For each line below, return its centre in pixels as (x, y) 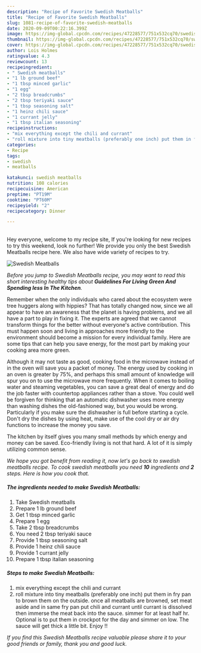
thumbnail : (20, 39)
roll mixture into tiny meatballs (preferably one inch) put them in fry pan (103, 595)
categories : (21, 145)
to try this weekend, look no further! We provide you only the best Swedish (99, 246)
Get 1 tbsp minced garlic (45, 515)
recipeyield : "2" (28, 205)
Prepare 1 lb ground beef (46, 509)
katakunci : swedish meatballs (44, 178)
